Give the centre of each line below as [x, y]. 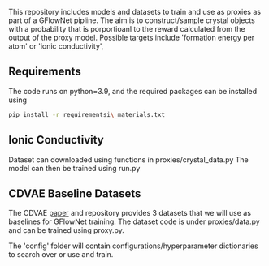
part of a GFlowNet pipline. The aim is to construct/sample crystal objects [132, 20]
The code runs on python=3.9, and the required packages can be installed [133, 91]
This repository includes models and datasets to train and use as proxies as [135, 12]
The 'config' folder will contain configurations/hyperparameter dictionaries [133, 246]
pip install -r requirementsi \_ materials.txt [87, 114]
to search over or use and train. [61, 255]
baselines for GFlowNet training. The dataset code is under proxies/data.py [134, 221]
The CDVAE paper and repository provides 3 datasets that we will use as [130, 213]
